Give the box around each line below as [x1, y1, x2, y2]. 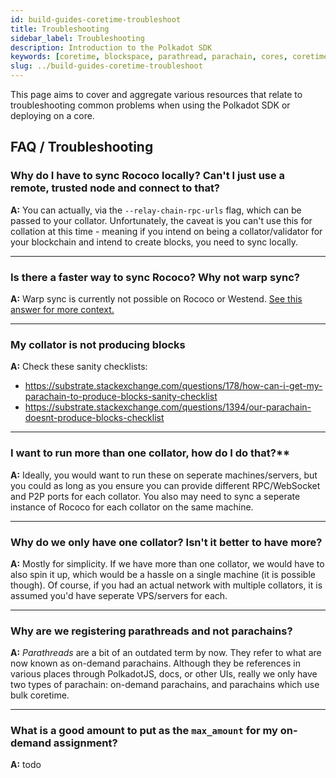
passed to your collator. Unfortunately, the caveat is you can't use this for [10, 214, 313, 226]
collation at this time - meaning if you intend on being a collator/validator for [10, 225, 323, 237]
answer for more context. [10, 303, 115, 315]
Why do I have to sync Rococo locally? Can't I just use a [10, 169, 286, 183]
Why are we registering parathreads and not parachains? [10, 624, 293, 638]
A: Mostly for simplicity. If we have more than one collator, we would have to [10, 557, 325, 570]
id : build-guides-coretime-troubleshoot [10, 14, 182, 25]
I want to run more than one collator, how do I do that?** [10, 446, 290, 460]
